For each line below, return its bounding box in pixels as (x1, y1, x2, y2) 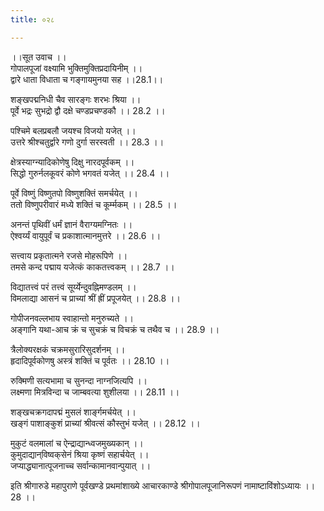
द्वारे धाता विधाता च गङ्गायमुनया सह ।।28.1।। (10, 73, 164, 85)
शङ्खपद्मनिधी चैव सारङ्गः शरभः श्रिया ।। (10, 93, 142, 105)
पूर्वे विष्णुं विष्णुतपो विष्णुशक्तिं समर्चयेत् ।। (10, 187, 138, 199)
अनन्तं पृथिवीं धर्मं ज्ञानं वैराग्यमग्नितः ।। (10, 218, 133, 230)
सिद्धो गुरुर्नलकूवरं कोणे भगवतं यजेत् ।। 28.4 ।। (10, 167, 170, 179)
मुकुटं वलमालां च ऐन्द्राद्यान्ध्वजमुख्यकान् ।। (10, 437, 144, 449)
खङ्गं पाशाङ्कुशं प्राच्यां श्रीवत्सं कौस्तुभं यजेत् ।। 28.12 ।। (10, 417, 201, 429)
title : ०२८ (10, 14, 55, 25)
